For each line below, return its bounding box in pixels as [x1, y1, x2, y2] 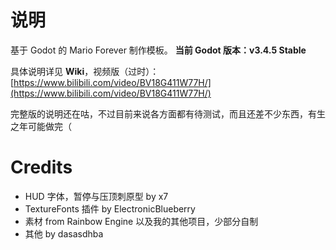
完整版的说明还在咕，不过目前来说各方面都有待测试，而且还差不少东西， [10, 107, 308, 120]
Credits [10, 156, 73, 179]
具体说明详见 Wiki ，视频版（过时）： [10, 65, 160, 77]
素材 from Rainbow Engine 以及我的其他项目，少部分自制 [24, 215, 259, 227]
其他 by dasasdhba [24, 227, 104, 240]
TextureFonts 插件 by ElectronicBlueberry [24, 202, 196, 215]
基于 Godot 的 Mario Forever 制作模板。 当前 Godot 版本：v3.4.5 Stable [10, 44, 307, 56]
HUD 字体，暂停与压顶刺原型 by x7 [24, 190, 169, 202]
